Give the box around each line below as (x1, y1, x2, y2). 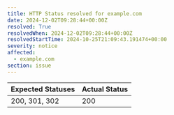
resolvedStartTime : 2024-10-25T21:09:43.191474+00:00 (7, 36, 168, 43)
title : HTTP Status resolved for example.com (7, 10, 142, 17)
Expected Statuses (10, 84, 75, 94)
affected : (7, 49, 36, 56)
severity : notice (7, 43, 58, 49)
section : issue (7, 62, 52, 69)
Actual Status (81, 84, 128, 94)
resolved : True (7, 23, 52, 30)
